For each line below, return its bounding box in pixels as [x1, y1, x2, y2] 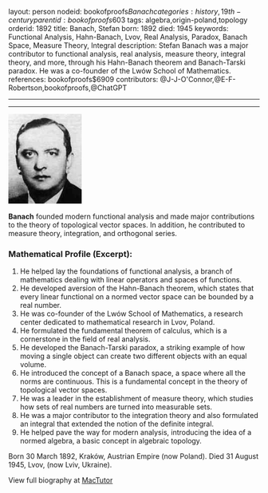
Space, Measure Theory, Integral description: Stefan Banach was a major [8, 41, 249, 50]
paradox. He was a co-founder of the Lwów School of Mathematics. [8, 66, 231, 75]
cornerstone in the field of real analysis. [19, 334, 151, 344]
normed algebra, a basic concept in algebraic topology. [19, 436, 202, 446]
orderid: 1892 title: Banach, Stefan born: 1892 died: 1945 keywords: [8, 24, 229, 33]
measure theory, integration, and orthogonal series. [8, 229, 178, 238]
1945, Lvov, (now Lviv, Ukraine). [8, 460, 112, 470]
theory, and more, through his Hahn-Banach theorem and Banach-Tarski [8, 57, 246, 67]
